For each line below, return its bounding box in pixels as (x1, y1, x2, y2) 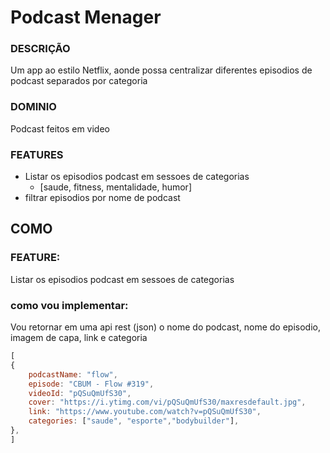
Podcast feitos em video (10, 122, 110, 135)
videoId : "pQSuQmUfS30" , (28, 388, 132, 398)
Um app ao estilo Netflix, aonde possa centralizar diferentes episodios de (10, 64, 313, 76)
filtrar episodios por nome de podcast (24, 192, 181, 204)
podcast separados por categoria (10, 75, 148, 87)
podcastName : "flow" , (28, 369, 118, 380)
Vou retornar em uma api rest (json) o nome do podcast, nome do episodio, (10, 321, 321, 333)
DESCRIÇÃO (10, 42, 71, 56)
